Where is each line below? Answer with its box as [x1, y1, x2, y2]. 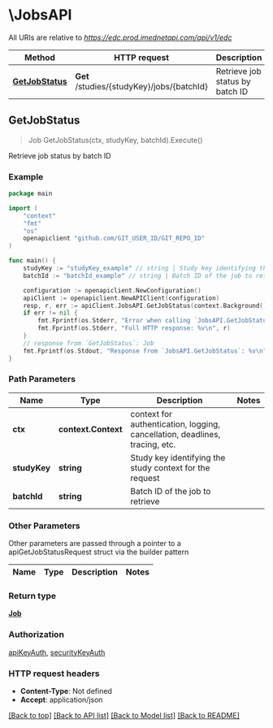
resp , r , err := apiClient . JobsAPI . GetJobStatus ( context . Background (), [23, 301, 271, 310]
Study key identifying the [130, 452, 226, 463]
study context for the [130, 461, 210, 473]
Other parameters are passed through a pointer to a [8, 539, 181, 548]
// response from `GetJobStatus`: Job [23, 339, 154, 347]
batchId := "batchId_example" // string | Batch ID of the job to [23, 271, 253, 279]
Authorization [8, 629, 65, 640]
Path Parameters [8, 374, 76, 385]
